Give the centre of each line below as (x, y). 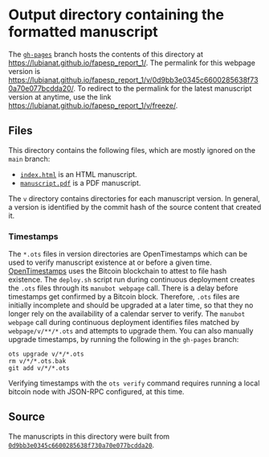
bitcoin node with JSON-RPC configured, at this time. (96, 392)
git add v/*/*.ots (39, 368)
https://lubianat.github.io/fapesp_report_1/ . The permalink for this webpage (132, 63)
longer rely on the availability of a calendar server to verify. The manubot (127, 314)
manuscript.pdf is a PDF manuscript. (80, 183)
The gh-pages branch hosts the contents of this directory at (106, 54)
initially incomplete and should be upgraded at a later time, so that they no (131, 305)
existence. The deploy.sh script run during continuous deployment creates (132, 280)
